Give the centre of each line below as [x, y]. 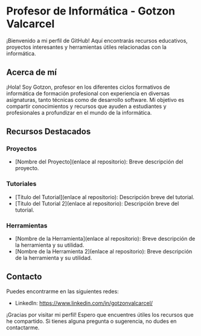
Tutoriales [21, 184]
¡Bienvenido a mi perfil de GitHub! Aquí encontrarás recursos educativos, [97, 40]
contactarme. [23, 328]
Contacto [24, 277]
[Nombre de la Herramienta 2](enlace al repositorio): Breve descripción [104, 252]
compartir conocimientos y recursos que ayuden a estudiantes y [87, 106]
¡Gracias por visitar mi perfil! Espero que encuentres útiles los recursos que [100, 314]
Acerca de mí [32, 73]
